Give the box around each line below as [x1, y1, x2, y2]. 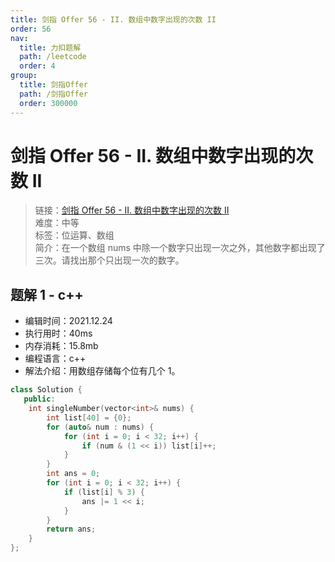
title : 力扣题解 [19, 42, 82, 53]
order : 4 [19, 61, 56, 71]
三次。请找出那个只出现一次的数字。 [34, 254, 185, 266]
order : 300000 [19, 98, 78, 108]
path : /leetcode [19, 52, 87, 62]
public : [23, 394, 56, 405]
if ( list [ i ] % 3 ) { [63, 487, 145, 497]
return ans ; [46, 524, 97, 535]
